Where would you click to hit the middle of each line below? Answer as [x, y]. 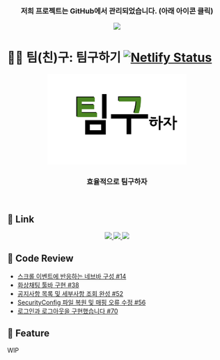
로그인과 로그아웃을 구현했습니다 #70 [68, 311]
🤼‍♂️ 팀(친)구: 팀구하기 [64, 58]
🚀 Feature [29, 333]
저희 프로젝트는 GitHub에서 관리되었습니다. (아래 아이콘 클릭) [117, 10]
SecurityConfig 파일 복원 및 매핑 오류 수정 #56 [81, 302]
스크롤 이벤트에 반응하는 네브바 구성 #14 [72, 276]
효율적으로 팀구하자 [117, 181]
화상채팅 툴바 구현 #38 [48, 285]
